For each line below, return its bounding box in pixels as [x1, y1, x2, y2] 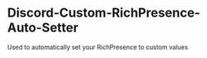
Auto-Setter [7, 20, 79, 36]
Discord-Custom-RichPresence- [7, 5, 201, 21]
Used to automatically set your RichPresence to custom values [7, 43, 188, 51]
